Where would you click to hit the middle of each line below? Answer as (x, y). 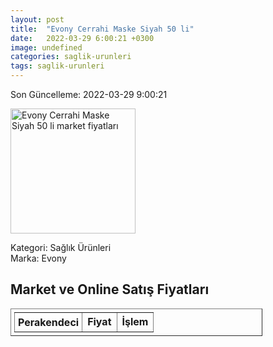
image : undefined (46, 47)
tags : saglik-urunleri (57, 66)
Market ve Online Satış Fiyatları (110, 289)
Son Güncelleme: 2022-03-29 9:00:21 (89, 94)
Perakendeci (49, 322)
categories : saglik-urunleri (71, 57)
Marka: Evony (38, 258)
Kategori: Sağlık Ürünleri (61, 247)
